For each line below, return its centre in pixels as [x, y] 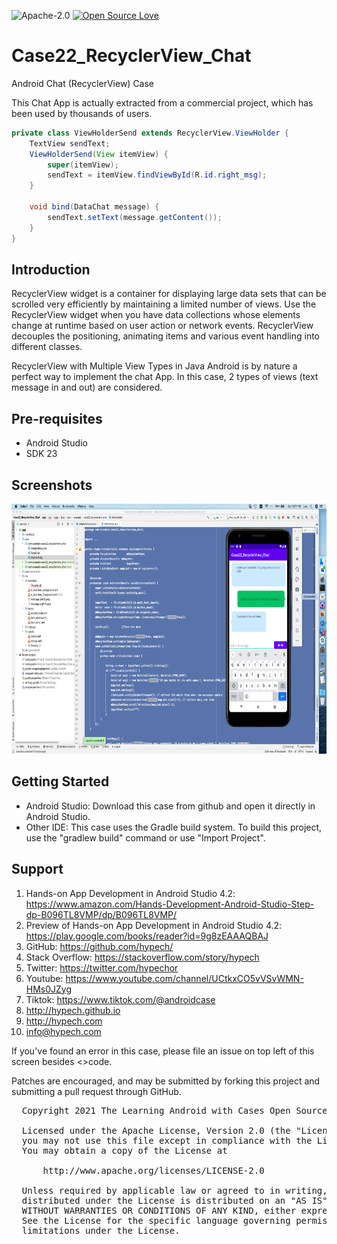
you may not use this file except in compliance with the [167, 1140]
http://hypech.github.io [73, 1010]
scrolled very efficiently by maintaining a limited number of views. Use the [164, 304]
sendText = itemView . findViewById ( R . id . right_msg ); [157, 175]
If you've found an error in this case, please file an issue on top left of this [163, 1051]
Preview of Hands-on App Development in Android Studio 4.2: [154, 925]
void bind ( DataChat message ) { [94, 207]
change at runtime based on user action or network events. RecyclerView [162, 326]
